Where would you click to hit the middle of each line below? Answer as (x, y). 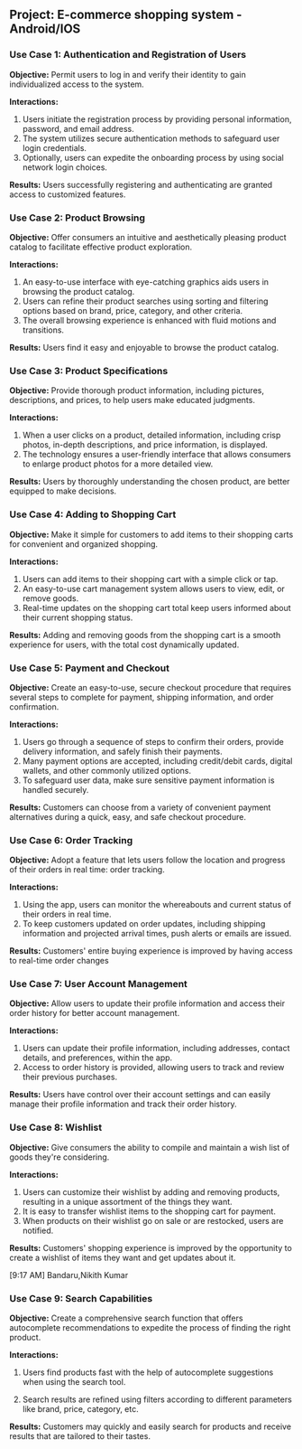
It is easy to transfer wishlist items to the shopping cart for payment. (149, 1211)
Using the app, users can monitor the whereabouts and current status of (156, 905)
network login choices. (65, 167)
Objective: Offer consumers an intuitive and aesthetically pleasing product (148, 237)
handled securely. (55, 789)
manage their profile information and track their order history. (123, 1104)
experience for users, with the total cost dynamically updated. (124, 645)
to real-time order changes (59, 961)
